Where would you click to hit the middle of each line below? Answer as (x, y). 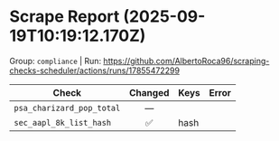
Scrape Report (65, 17)
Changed (149, 92)
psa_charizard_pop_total (67, 108)
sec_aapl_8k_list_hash (62, 122)
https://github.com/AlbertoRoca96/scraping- (186, 61)
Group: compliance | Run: (56, 61)
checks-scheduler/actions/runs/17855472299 (95, 70)
